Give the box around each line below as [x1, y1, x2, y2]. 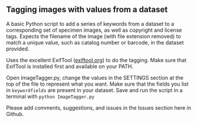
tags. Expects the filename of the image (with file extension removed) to [6, 32, 181, 40]
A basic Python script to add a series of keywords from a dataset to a [6, 20, 175, 27]
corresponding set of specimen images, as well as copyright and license [6, 26, 182, 33]
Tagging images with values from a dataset [6, 5, 168, 15]
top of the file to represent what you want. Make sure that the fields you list [6, 80, 189, 87]
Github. [6, 110, 24, 117]
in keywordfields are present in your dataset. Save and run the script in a [6, 86, 183, 93]
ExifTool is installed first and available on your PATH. [6, 63, 134, 70]
